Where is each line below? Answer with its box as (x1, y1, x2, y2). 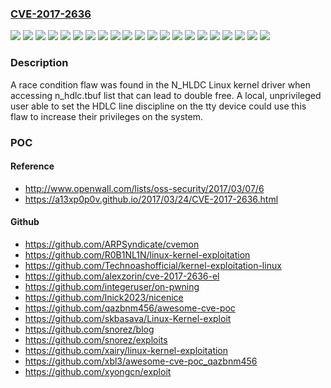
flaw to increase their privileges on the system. (10, 110, 203, 122)
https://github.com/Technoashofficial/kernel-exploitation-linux (24, 259, 282, 271)
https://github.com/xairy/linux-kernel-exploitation (24, 344, 229, 356)
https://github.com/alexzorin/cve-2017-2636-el (24, 270, 220, 282)
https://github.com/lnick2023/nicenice (24, 291, 184, 303)
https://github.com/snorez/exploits (24, 333, 168, 346)
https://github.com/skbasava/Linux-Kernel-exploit (24, 312, 232, 324)
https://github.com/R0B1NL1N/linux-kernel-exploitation (24, 248, 251, 261)
